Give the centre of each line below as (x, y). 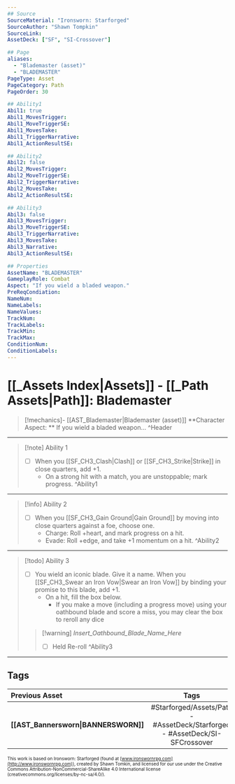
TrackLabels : (26, 325)
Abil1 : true (24, 111)
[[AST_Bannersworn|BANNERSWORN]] (78, 724)
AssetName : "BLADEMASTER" (45, 273)
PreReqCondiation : (34, 292)
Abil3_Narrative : (33, 247)
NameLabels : (24, 305)
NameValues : (24, 312)
